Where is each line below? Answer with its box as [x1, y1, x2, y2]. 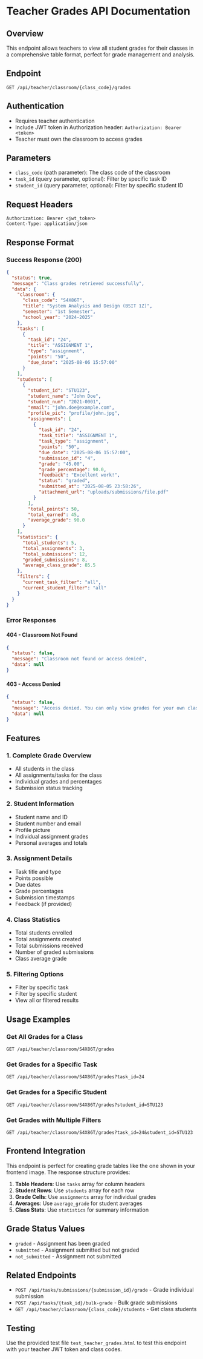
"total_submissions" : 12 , [22, 551, 88, 557]
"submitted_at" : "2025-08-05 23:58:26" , [38, 483, 142, 489]
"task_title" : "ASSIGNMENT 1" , [38, 432, 118, 439]
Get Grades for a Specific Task [6, 1060, 98, 1069]
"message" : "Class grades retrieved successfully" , [11, 280, 145, 286]
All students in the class [14, 765, 74, 773]
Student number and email [14, 820, 82, 827]
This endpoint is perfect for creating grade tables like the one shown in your [6, 1162, 195, 1169]
